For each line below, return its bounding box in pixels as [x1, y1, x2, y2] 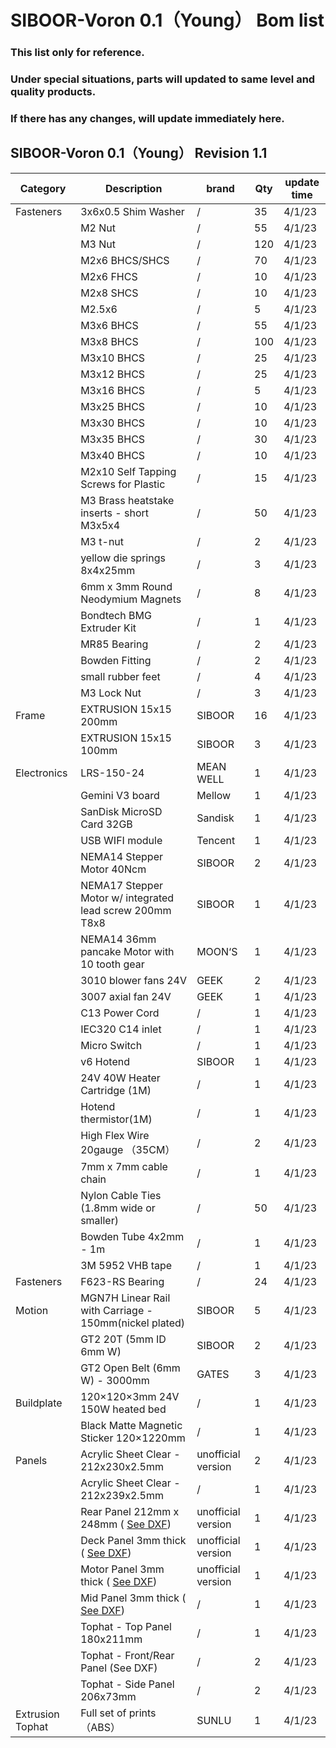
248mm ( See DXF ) [80, 1517, 172, 1531]
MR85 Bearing [80, 637, 149, 651]
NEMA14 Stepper [80, 849, 163, 863]
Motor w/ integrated [80, 891, 175, 905]
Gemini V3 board [80, 788, 160, 802]
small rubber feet [80, 669, 161, 683]
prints [128, 1706, 157, 1720]
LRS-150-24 [80, 766, 145, 780]
